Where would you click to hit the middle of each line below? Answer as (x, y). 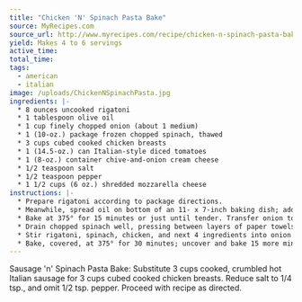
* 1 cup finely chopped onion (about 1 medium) (108, 127)
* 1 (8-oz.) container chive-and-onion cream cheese (118, 160)
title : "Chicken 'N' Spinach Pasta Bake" (88, 18)
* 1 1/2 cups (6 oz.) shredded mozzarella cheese (112, 185)
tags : (19, 68)
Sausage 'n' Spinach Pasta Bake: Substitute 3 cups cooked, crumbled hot (146, 269)
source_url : (31, 34)
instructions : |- (42, 193)
